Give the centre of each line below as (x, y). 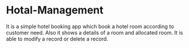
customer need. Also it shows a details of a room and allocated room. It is (94, 32)
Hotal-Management (55, 10)
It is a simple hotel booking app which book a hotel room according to (90, 26)
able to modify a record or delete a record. (57, 39)
